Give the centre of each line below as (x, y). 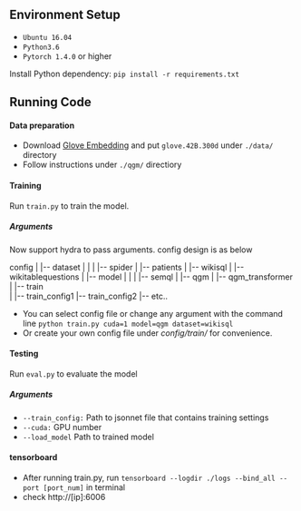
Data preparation (42, 125)
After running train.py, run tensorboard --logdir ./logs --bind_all (149, 477)
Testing (24, 354)
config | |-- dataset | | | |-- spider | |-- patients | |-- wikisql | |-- (127, 267)
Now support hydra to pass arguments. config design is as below (131, 250)
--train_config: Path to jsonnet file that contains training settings (146, 418)
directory (39, 155)
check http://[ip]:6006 (64, 496)
